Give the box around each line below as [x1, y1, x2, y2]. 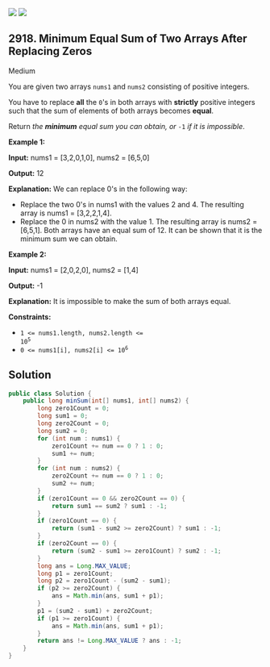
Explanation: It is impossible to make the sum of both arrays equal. [8, 296, 231, 306]
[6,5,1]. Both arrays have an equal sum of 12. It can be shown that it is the [19, 225, 263, 235]
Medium [8, 65, 36, 76]
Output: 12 [8, 168, 44, 177]
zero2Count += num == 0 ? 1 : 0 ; [51, 472, 164, 480]
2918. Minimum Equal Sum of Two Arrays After [8, 32, 247, 46]
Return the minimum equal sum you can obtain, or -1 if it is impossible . [8, 121, 246, 131]
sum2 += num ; [51, 480, 95, 488]
